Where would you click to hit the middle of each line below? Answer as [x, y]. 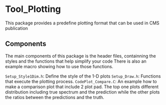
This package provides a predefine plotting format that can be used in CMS [83, 23]
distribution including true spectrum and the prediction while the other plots [83, 92]
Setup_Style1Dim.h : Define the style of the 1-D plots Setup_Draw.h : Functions [83, 76]
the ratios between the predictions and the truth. [55, 97]
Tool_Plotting [33, 9]
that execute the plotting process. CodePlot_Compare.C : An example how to [81, 81]
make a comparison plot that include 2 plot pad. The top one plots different [82, 87]
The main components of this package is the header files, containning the [81, 56]
